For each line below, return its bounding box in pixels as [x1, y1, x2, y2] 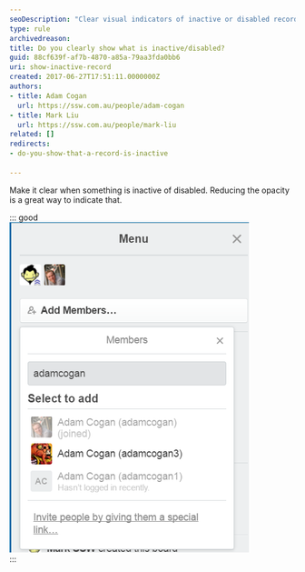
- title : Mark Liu [9, 110, 79, 120]
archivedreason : [9, 34, 71, 43]
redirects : [9, 139, 51, 149]
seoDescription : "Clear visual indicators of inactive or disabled [9, 15, 271, 24]
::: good [9, 212, 38, 223]
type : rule [9, 24, 51, 34]
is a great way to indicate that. [9, 194, 123, 205]
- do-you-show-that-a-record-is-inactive [9, 149, 169, 158]
